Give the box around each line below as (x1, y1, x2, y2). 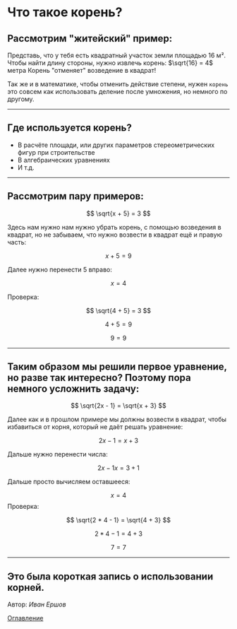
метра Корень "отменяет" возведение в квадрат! (7, 66, 157, 74)
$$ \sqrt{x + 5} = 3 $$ (86, 209, 151, 218)
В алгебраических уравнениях (17, 155, 111, 164)
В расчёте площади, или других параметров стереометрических (17, 141, 215, 149)
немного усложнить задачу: (7, 383, 140, 395)
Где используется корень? (7, 122, 132, 134)
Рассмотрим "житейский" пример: (7, 33, 173, 45)
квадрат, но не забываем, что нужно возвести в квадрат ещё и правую (7, 230, 223, 239)
